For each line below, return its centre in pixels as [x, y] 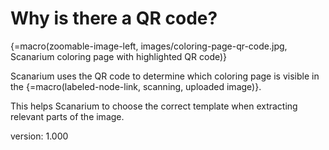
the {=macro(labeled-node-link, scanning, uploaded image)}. [136, 86]
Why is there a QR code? [114, 18]
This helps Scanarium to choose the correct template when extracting [154, 106]
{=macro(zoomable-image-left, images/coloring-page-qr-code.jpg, [149, 46]
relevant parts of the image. [67, 116]
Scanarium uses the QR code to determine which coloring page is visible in [165, 76]
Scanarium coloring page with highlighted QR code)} [119, 56]
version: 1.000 [39, 136]
